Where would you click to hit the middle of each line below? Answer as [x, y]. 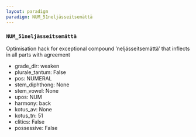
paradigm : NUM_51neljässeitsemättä [49, 17]
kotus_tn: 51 [29, 115]
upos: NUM [28, 97]
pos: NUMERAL [33, 78]
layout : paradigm [27, 11]
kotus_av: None [33, 109]
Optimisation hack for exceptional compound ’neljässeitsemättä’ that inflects [98, 48]
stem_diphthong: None [42, 85]
